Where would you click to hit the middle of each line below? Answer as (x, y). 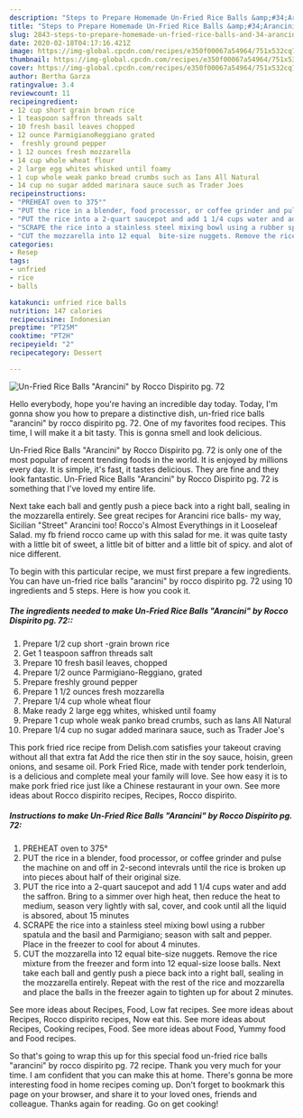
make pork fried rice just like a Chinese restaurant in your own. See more (145, 785)
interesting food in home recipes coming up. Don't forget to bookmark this (147, 1085)
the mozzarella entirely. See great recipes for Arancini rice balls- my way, (145, 515)
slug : (19, 34)
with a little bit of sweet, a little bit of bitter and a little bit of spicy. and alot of (151, 544)
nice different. (35, 554)
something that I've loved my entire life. (83, 488)
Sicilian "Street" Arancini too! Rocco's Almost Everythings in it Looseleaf (143, 525)
